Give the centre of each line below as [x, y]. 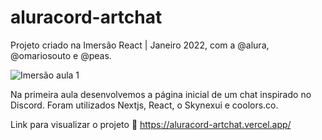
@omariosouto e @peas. [61, 55]
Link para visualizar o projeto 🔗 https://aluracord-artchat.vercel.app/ [151, 124]
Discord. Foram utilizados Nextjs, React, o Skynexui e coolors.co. [144, 105]
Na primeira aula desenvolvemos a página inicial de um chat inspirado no [161, 94]
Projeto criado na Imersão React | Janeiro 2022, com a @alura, [140, 45]
